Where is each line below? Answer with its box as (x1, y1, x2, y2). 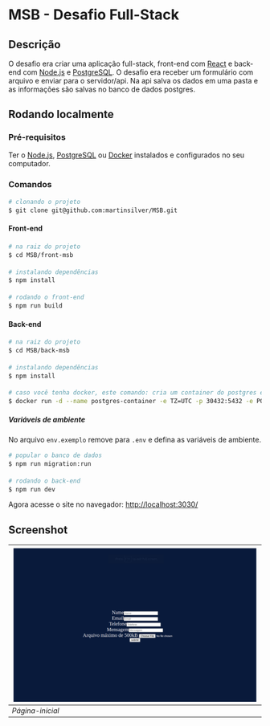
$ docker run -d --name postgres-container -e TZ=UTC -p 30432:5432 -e (8, 398, 253, 406)
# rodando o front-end (8, 293, 84, 302)
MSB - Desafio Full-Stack (8, 6, 179, 24)
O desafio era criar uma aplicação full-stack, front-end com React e (8, 59, 233, 68)
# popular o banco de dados (8, 451, 103, 459)
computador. (8, 158, 51, 168)
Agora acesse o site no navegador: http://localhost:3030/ (8, 500, 198, 509)
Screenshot (8, 523, 68, 536)
